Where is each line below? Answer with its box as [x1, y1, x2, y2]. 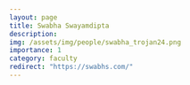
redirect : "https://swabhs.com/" [9, 63, 134, 72]
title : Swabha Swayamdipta [9, 21, 110, 30]
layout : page [9, 12, 58, 22]
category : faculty [9, 54, 78, 63]
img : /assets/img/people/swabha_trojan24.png [9, 37, 181, 47]
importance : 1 [9, 46, 62, 55]
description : [9, 29, 58, 38]
